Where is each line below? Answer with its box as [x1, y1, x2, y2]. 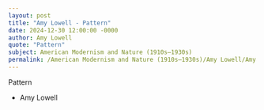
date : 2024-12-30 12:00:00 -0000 [8, 26, 119, 34]
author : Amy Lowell [8, 33, 73, 42]
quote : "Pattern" [8, 41, 66, 49]
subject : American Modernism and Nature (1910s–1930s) [8, 48, 193, 56]
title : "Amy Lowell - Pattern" [8, 19, 111, 27]
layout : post [8, 11, 51, 20]
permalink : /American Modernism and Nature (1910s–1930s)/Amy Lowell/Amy [8, 56, 257, 64]
